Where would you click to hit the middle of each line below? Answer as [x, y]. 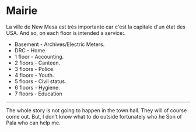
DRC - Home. [30, 50]
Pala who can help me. [34, 123]
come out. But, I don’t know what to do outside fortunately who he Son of [94, 116]
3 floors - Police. [34, 69]
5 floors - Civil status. [40, 81]
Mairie [22, 11]
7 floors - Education [38, 94]
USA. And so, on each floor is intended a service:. [66, 33]
